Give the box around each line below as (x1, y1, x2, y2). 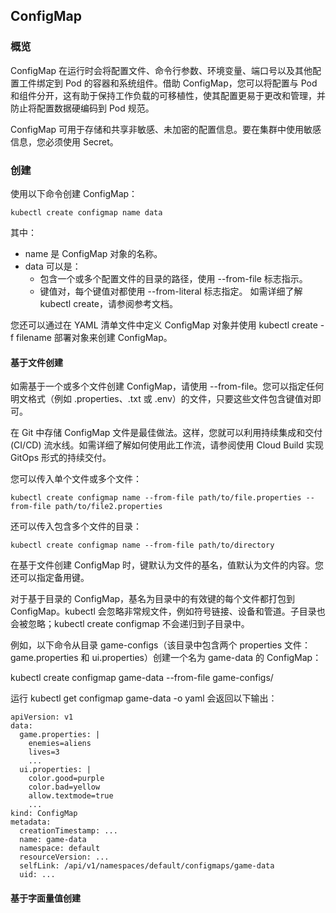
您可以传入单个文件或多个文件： (10, 473, 142, 485)
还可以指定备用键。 (10, 572, 90, 584)
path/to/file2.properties (54, 502, 163, 512)
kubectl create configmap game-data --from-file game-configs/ (10, 672, 274, 684)
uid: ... (19, 870, 56, 880)
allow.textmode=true (28, 791, 114, 801)
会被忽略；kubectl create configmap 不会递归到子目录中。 (10, 618, 250, 630)
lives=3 (28, 747, 60, 758)
